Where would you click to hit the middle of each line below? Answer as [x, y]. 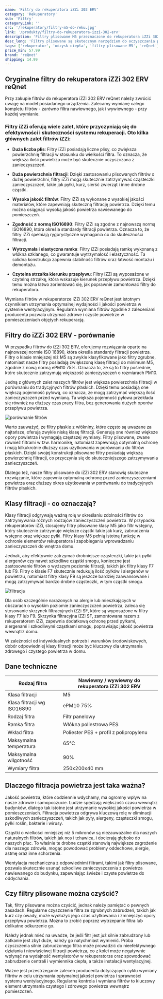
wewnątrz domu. [22, 631]
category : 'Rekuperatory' [31, 14]
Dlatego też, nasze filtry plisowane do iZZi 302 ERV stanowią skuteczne [77, 472]
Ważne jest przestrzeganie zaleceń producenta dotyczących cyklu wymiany [81, 971]
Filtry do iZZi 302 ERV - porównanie [60, 335]
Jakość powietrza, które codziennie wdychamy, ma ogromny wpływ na [76, 797]
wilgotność [20, 760]
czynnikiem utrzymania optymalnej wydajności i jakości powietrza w [73, 304]
